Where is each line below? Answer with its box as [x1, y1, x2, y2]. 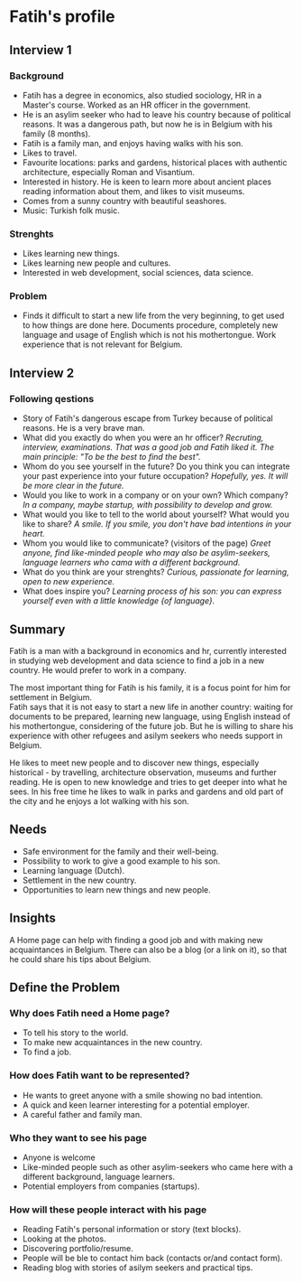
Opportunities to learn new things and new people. [22, 884, 212, 895]
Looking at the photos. [22, 1233, 106, 1244]
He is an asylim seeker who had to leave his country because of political [22, 108, 291, 119]
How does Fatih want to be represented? [9, 1069, 190, 1081]
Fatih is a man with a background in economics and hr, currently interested [9, 645, 287, 656]
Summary [9, 622, 66, 637]
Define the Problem [9, 979, 120, 995]
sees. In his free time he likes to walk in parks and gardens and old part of [9, 786, 284, 797]
